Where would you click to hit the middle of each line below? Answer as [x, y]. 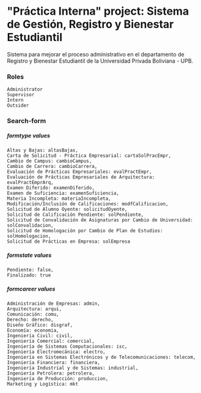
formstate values [29, 255]
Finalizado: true [29, 275]
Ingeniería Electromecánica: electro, [56, 352]
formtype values [29, 135]
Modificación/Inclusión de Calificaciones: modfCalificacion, [88, 204]
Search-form [27, 121]
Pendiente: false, [30, 270]
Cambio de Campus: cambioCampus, [49, 161]
